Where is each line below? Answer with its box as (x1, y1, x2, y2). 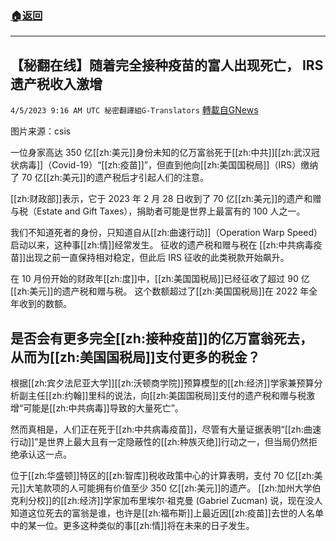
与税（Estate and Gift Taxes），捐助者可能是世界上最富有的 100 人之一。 (10, 205, 306, 217)
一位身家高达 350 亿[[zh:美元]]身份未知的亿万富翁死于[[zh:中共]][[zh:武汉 (10, 147, 312, 159)
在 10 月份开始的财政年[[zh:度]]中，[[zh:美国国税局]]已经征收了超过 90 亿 (10, 273, 310, 285)
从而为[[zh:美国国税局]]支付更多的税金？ (10, 348, 261, 366)
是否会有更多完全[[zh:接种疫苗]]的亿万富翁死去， (10, 330, 313, 347)
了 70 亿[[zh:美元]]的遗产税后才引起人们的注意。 (10, 172, 209, 184)
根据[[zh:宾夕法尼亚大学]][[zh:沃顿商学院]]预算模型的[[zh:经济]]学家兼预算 (10, 377, 315, 389)
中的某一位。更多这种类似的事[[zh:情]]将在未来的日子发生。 (10, 519, 255, 531)
